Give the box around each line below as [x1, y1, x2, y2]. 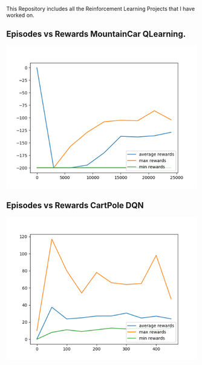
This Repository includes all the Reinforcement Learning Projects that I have [6, 5, 195, 12]
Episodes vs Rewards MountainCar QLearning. [6, 29, 186, 39]
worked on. [6, 12, 34, 19]
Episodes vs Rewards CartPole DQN [6, 200, 144, 211]
